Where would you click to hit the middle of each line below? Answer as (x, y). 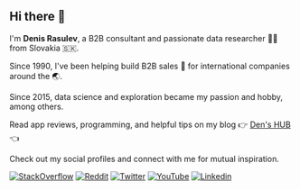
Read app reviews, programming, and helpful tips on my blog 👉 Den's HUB (150, 124)
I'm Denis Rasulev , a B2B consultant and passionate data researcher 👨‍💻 (144, 38)
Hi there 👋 (37, 17)
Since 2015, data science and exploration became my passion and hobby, (146, 96)
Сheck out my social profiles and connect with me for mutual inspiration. (145, 158)
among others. (37, 106)
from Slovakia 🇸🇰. (44, 48)
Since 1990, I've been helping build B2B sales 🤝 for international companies (150, 66)
